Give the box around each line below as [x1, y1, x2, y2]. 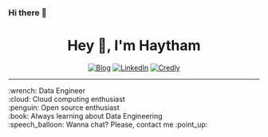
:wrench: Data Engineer [8, 85, 86, 95]
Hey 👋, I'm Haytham [67, 37, 201, 55]
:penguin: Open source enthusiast [8, 103, 120, 112]
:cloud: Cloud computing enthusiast [8, 94, 125, 104]
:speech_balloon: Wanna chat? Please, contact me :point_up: [8, 119, 208, 129]
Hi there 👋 [8, 7, 48, 18]
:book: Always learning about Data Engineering [8, 111, 163, 120]
